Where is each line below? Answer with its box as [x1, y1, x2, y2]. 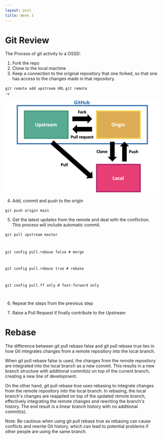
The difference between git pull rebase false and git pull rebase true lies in [5, 343, 155, 349]
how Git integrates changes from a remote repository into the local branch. [5, 348, 155, 354]
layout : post [5, 8, 32, 13]
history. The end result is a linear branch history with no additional [5, 403, 138, 409]
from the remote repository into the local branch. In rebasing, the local [5, 388, 146, 394]
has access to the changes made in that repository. [12, 76, 116, 82]
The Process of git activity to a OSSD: [5, 51, 81, 57]
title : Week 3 [5, 13, 34, 18]
